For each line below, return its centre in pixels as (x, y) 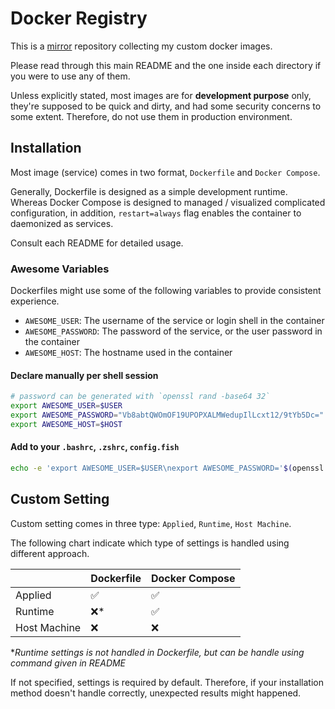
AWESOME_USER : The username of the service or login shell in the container (174, 321)
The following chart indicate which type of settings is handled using (150, 543)
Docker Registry (79, 18)
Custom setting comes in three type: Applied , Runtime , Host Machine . (151, 523)
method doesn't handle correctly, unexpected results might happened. (156, 693)
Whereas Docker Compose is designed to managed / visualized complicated (168, 202)
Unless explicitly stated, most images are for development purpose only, (161, 95)
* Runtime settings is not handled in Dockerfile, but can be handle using (157, 652)
